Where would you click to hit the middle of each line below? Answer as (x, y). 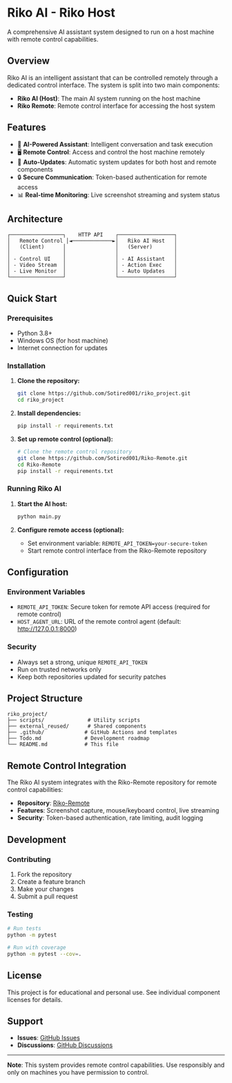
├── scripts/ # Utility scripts (74, 721)
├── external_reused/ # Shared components (77, 726)
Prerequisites (30, 318)
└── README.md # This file (63, 745)
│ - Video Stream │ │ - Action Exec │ (92, 265)
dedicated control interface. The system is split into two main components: (114, 85)
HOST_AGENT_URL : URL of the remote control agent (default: (99, 622)
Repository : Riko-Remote (53, 803)
